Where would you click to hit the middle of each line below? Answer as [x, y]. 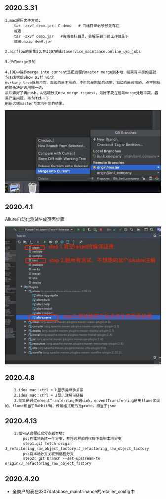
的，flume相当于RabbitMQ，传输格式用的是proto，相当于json [61, 406]
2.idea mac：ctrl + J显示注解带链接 [49, 395]
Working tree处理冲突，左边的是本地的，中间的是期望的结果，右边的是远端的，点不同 [81, 83]
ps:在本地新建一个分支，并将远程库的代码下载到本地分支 [72, 439]
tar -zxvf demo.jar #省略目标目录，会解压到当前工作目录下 [72, 36]
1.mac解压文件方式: [23, 20]
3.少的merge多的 [20, 62]
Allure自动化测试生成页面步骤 [35, 219]
